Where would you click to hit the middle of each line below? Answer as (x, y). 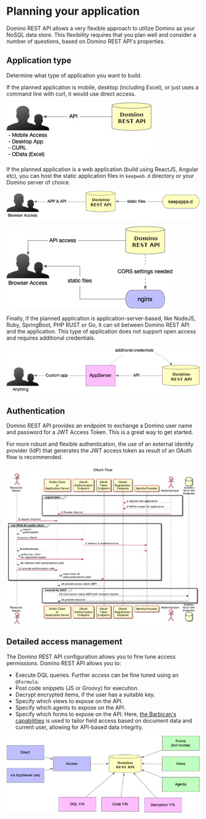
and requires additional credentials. (51, 338)
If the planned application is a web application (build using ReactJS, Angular (102, 169)
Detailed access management (64, 642)
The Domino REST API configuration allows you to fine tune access (91, 657)
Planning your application (73, 11)
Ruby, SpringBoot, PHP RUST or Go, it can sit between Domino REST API (98, 325)
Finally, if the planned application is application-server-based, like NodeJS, (101, 318)
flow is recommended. (35, 457)
